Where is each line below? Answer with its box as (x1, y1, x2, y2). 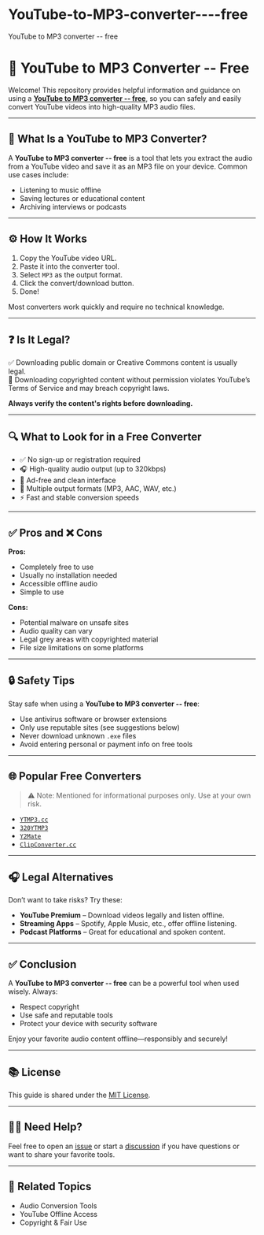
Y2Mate (19, 832, 42, 840)
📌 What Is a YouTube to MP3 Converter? (8, 132, 207, 146)
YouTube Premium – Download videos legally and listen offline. (19, 910, 225, 920)
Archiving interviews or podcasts (19, 202, 127, 211)
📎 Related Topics (8, 1180, 92, 1193)
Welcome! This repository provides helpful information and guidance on (8, 85, 241, 95)
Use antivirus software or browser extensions (19, 714, 167, 724)
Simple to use (19, 587, 64, 597)
